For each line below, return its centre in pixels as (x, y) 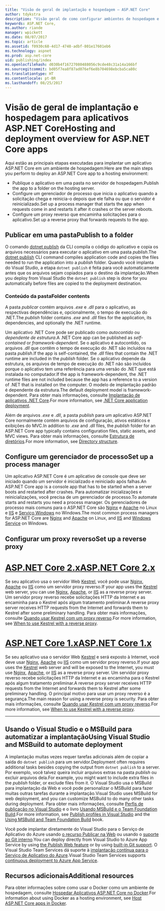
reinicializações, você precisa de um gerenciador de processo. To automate (81, 497)
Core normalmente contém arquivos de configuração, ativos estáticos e (78, 420)
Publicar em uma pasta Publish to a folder (69, 235)
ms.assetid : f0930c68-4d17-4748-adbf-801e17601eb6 (58, 46)
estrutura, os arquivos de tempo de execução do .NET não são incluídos (78, 364)
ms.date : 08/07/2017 (26, 37)
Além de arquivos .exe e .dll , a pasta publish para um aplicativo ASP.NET (79, 415)
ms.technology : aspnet (28, 51)
